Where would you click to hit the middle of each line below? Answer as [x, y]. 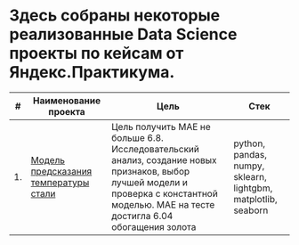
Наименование [66, 101]
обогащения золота [154, 226]
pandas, [251, 154]
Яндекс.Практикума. [92, 73]
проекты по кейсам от [97, 53]
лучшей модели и [149, 182]
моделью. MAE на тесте [163, 204]
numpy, [249, 166]
